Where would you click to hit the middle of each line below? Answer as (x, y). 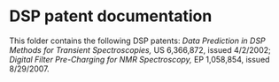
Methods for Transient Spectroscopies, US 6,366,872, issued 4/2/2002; (140, 49)
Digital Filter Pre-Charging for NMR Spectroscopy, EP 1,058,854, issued (139, 59)
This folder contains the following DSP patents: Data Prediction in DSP (137, 41)
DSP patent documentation (111, 16)
